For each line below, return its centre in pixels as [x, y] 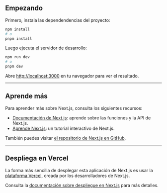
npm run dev [17, 57]
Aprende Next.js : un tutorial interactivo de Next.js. [63, 128]
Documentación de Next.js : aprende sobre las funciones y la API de [82, 118]
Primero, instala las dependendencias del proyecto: [58, 20]
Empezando [24, 8]
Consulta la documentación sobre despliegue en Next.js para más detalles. [82, 185]
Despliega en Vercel [37, 158]
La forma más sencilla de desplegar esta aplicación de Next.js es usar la [79, 170]
